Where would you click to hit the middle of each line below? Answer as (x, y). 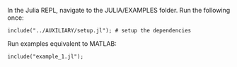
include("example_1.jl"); (45, 56)
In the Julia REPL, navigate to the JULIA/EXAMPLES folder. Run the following (119, 10)
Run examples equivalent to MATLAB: (62, 44)
